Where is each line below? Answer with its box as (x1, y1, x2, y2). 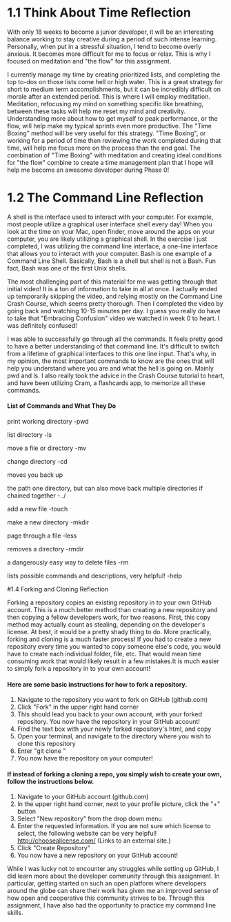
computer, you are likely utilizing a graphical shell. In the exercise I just (7, 235, 208, 243)
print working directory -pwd (7, 418, 89, 426)
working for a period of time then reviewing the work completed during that (7, 136, 221, 144)
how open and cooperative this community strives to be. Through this (7, 894, 205, 902)
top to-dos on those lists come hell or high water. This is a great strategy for (7, 77, 223, 86)
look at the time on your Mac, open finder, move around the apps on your (7, 227, 215, 235)
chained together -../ (7, 491, 66, 500)
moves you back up (7, 471, 63, 479)
